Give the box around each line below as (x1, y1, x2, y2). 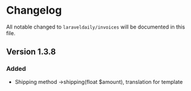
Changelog (6, 4, 62, 17)
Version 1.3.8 (6, 47, 56, 57)
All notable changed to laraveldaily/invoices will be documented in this (6, 23, 185, 30)
